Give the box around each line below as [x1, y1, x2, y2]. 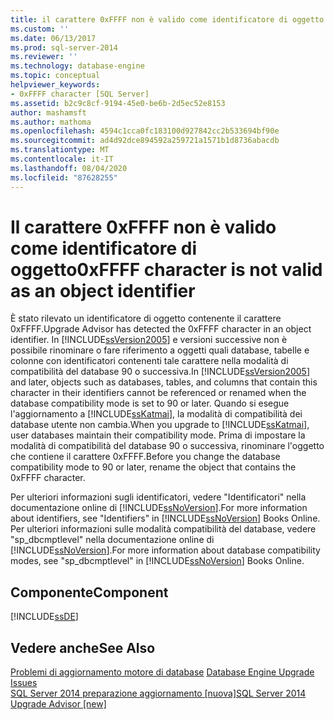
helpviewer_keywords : [10, 80, 101, 90]
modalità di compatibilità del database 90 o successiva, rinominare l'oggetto [10, 440, 325, 452]
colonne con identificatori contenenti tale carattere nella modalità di [10, 355, 289, 367]
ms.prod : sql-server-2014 [10, 42, 118, 53]
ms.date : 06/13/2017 [10, 33, 97, 43]
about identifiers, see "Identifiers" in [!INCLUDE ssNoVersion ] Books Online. [10, 512, 321, 525]
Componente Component [10, 584, 169, 601]
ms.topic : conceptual [10, 71, 101, 81]
